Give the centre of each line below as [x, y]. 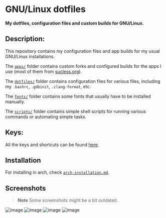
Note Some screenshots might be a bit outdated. [68, 200]
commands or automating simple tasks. [46, 117]
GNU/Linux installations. [30, 56]
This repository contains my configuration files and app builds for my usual [82, 51]
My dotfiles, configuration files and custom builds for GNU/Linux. [74, 23]
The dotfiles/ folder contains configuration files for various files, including [83, 81]
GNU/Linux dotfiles [46, 9]
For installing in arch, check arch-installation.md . [57, 172]
